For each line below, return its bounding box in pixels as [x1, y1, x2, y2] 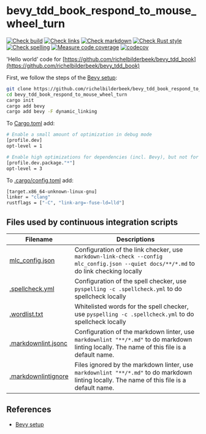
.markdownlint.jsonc [9, 339, 67, 347]
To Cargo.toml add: [6, 120, 55, 127]
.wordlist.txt [9, 310, 44, 318]
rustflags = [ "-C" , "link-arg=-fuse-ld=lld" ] [6, 200, 124, 206]
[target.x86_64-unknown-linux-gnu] [6, 188, 97, 195]
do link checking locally [74, 267, 142, 275]
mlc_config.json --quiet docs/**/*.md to [74, 259, 195, 268]
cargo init [6, 97, 34, 103]
